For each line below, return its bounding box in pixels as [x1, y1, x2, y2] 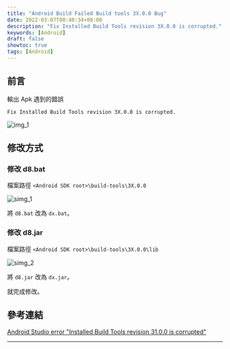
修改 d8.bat [7, 165, 46, 173]
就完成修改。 [7, 287, 43, 296]
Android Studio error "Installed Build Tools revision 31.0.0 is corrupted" [7, 328, 207, 336]
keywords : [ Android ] [7, 29, 66, 36]
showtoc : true [7, 42, 48, 49]
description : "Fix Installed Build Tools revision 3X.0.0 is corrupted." [7, 23, 222, 29]
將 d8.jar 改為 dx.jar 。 [7, 272, 73, 281]
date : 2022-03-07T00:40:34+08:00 [7, 16, 103, 23]
